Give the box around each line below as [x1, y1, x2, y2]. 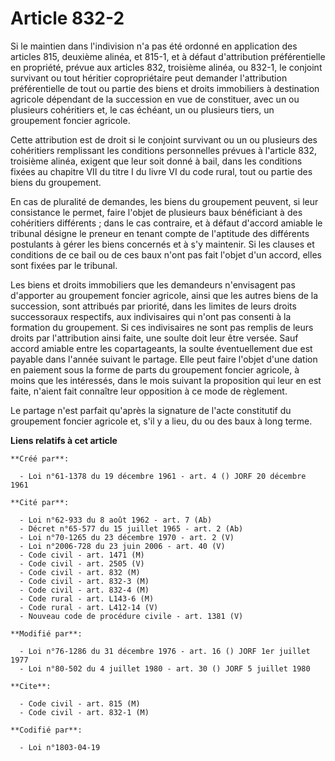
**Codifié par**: [10, 725, 83, 735]
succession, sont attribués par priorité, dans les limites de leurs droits [10, 300, 297, 312]
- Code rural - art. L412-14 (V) [19, 602, 159, 612]
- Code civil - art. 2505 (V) [19, 558, 145, 569]
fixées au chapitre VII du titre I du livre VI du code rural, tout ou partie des [10, 165, 313, 177]
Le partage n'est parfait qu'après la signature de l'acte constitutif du [10, 404, 292, 416]
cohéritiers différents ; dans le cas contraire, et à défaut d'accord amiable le [10, 217, 323, 229]
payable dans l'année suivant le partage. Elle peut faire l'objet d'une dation [10, 353, 318, 365]
